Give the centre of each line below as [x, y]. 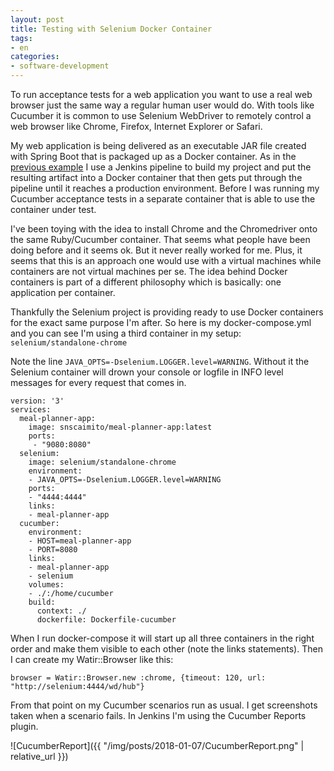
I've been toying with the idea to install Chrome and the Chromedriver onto [164, 229]
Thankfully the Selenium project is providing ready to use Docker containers [167, 312]
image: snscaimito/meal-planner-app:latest [120, 427]
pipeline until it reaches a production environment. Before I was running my [165, 188]
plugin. [24, 726]
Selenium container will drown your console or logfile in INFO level [147, 372]
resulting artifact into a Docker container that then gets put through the [156, 177]
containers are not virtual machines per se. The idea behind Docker [149, 271]
